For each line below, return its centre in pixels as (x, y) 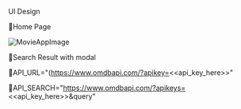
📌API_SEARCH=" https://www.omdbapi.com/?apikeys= (97, 88)
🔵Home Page (30, 26)
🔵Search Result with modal (52, 57)
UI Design (25, 11)
